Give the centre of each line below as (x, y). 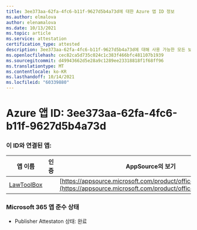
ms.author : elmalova (31, 17)
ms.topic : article (28, 33)
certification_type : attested (43, 45)
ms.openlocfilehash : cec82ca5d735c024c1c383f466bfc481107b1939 (85, 55)
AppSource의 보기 (151, 167)
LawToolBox (26, 185)
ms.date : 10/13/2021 (31, 28)
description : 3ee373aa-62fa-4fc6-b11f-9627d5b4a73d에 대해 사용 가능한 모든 (96, 50)
